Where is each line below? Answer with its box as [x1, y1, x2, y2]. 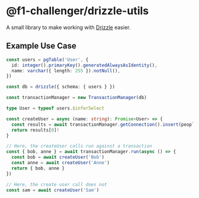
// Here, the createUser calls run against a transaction [6, 143, 152, 149]
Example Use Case [6, 41, 77, 51]
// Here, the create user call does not [6, 181, 108, 187]
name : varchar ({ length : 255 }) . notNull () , [11, 68, 120, 74]
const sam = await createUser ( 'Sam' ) [6, 187, 99, 193]
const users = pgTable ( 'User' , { [6, 56, 89, 63]
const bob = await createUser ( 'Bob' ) [11, 154, 105, 161]
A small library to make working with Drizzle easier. [6, 24, 131, 31]
